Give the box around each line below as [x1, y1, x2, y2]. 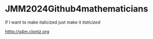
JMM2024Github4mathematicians [5, 3, 148, 14]
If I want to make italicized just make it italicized [5, 19, 101, 25]
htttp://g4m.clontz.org [5, 28, 50, 34]
